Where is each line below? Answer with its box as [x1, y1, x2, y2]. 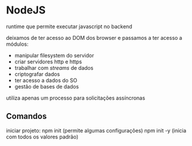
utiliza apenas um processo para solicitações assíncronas [6, 94, 145, 101]
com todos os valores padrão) [6, 133, 79, 140]
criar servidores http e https [14, 58, 82, 65]
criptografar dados [14, 70, 60, 77]
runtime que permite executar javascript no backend [6, 23, 133, 30]
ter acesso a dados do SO [14, 77, 77, 84]
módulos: [6, 40, 29, 47]
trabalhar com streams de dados [14, 64, 94, 71]
